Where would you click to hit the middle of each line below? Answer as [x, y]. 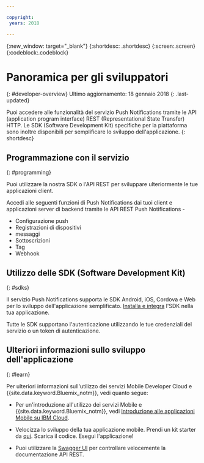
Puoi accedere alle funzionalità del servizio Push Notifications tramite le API [102, 112]
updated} [18, 100]
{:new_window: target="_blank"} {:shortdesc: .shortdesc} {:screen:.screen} [101, 46]
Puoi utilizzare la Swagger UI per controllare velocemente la [90, 448]
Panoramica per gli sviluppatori [87, 77]
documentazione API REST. [49, 454]
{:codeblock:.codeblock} [38, 52]
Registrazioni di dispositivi [48, 228]
